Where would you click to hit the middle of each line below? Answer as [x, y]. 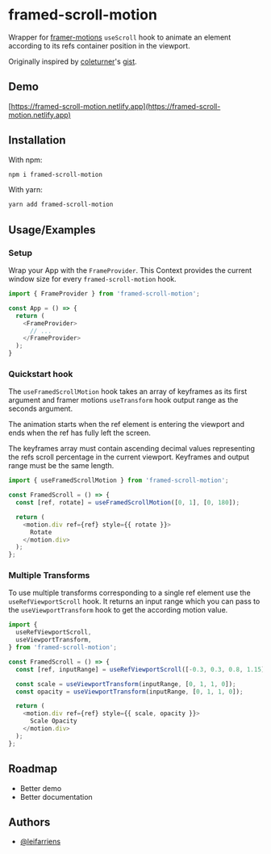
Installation [37, 140]
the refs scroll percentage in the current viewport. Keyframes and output [129, 457]
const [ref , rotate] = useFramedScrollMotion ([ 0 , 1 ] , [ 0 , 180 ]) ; [128, 503]
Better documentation [56, 797]
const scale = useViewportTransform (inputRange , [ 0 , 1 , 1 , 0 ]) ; [126, 684]
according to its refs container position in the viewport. [100, 45]
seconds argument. [41, 408]
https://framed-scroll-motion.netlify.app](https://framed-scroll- [116, 106]
